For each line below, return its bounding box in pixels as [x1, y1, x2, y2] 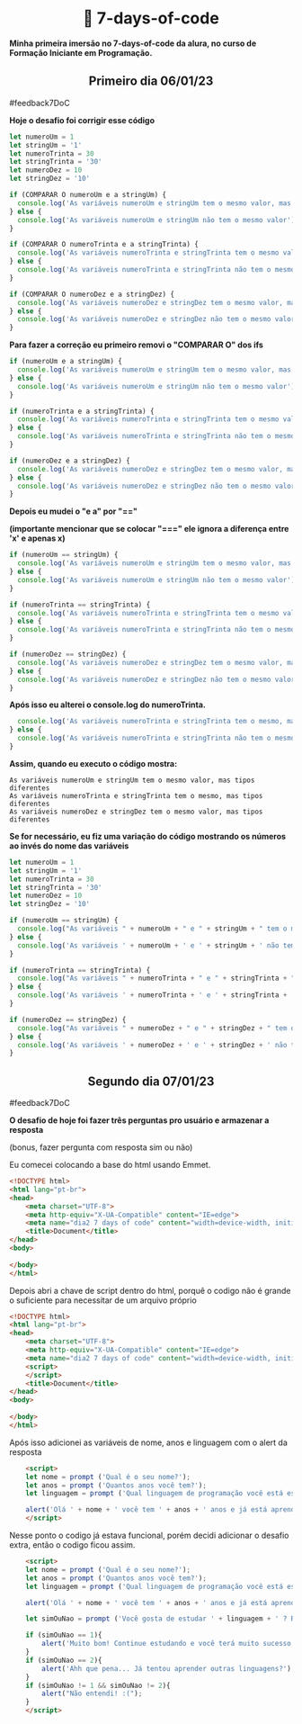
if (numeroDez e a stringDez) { [9, 456, 130, 465]
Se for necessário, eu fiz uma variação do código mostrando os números [9, 831, 286, 841]
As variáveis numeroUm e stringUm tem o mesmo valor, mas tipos [9, 776, 255, 785]
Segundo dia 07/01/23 [87, 1073, 215, 1089]
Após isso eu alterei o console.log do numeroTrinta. [9, 699, 207, 710]
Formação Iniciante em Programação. [9, 47, 153, 58]
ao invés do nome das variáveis [9, 840, 129, 851]
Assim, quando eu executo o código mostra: [9, 758, 178, 768]
